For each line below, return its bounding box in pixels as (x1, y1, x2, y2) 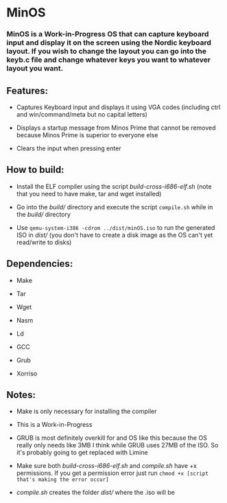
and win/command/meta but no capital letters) (16, 110, 148, 118)
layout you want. (6, 64, 63, 73)
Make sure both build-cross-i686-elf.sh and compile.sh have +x (16, 462, 197, 470)
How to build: (6, 164, 64, 176)
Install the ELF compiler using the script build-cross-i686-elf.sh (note (16, 182, 212, 190)
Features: (6, 84, 49, 97)
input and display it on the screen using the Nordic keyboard (6, 38, 212, 47)
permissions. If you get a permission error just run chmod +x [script (16, 469, 208, 478)
